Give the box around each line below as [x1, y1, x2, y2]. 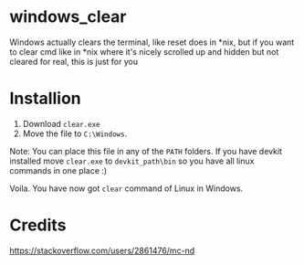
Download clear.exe [22, 118, 100, 129]
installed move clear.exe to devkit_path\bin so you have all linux [9, 155, 255, 166]
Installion [9, 89, 81, 109]
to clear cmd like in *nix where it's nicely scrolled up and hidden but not [9, 46, 279, 57]
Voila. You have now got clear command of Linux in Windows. [9, 183, 244, 194]
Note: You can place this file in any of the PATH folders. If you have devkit [9, 145, 283, 156]
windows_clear [9, 6, 127, 27]
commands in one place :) [9, 164, 108, 175]
